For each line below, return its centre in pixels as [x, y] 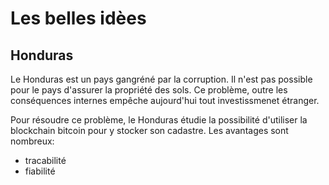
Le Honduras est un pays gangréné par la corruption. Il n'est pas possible [161, 79]
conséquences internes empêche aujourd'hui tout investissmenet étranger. [165, 100]
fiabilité [40, 171]
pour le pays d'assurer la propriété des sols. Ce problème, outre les [149, 90]
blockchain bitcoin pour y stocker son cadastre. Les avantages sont [149, 130]
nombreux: [32, 141]
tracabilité [45, 160]
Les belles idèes [78, 18]
